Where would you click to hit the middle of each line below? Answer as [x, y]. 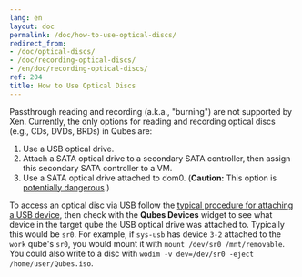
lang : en [26, 18]
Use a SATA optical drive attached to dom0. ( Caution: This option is [150, 178]
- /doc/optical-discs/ [52, 52]
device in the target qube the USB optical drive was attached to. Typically [147, 224]
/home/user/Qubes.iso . [51, 263]
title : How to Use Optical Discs [73, 86]
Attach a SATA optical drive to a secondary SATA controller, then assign [156, 158]
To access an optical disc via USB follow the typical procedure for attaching [151, 205]
